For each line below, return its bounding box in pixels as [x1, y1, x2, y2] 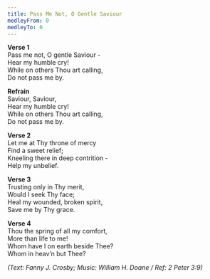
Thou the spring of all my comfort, [7, 227, 108, 236]
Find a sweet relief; [7, 147, 64, 155]
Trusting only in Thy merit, [7, 183, 85, 191]
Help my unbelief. [7, 162, 59, 170]
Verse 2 [7, 131, 31, 139]
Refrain [7, 87, 30, 96]
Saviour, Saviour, [7, 95, 57, 103]
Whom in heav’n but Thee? [7, 250, 87, 258]
